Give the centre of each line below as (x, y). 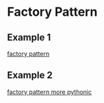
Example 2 (30, 75)
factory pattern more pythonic (50, 92)
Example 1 (29, 37)
